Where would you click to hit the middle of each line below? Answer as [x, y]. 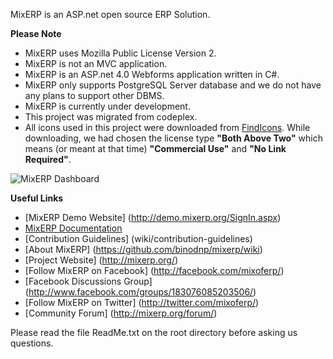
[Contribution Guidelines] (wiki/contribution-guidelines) [138, 238]
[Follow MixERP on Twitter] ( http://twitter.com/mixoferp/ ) [142, 302]
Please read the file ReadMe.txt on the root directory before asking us [154, 332]
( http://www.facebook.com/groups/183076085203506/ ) [140, 292]
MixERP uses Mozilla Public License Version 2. [120, 53]
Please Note [36, 33]
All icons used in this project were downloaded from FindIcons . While [167, 127]
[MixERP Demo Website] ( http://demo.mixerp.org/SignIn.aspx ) [153, 217]
